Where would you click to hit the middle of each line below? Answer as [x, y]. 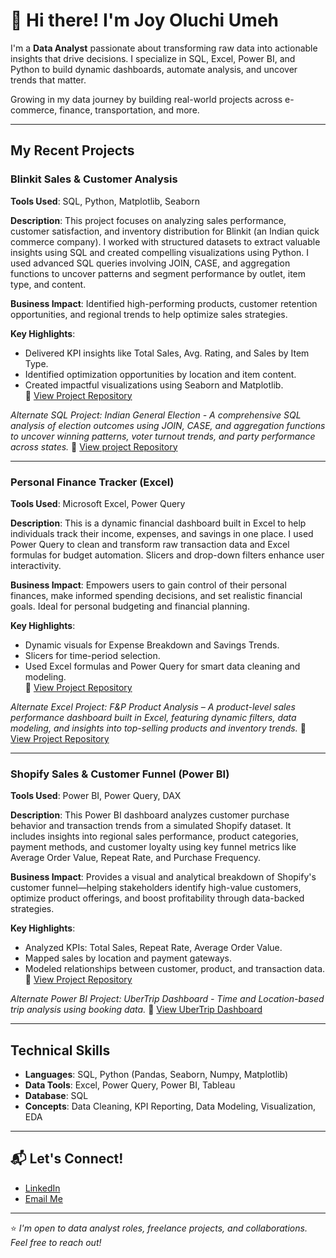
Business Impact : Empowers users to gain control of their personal [148, 585]
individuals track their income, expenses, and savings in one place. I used [162, 533]
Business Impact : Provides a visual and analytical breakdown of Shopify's [163, 877]
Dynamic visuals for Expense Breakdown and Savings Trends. [152, 645]
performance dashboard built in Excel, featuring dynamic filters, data [153, 717]
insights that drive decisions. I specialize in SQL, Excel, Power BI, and [153, 58]
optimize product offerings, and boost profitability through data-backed [157, 898]
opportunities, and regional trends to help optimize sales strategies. [149, 314]
